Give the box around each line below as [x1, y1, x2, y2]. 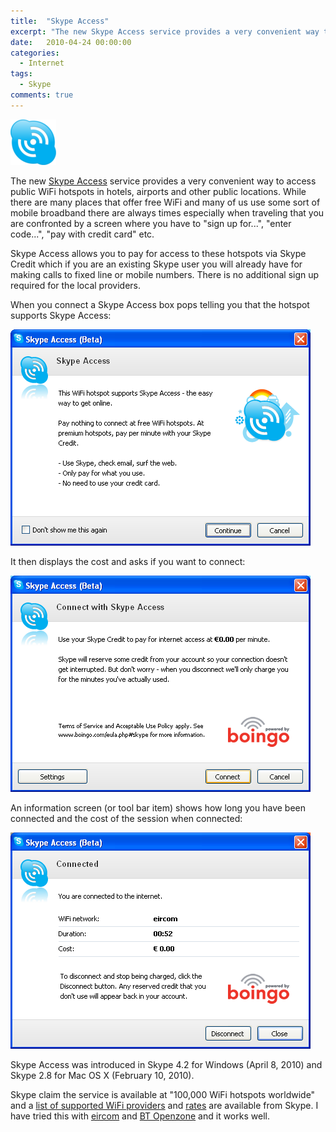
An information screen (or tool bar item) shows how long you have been [10, 801, 307, 814]
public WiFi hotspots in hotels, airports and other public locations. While [10, 185, 307, 197]
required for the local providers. [10, 279, 142, 291]
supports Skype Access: [10, 309, 112, 321]
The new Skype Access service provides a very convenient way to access [10, 175, 317, 187]
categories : [10, 48, 60, 58]
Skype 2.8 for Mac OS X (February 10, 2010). [10, 1069, 195, 1081]
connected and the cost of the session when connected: [10, 812, 243, 824]
